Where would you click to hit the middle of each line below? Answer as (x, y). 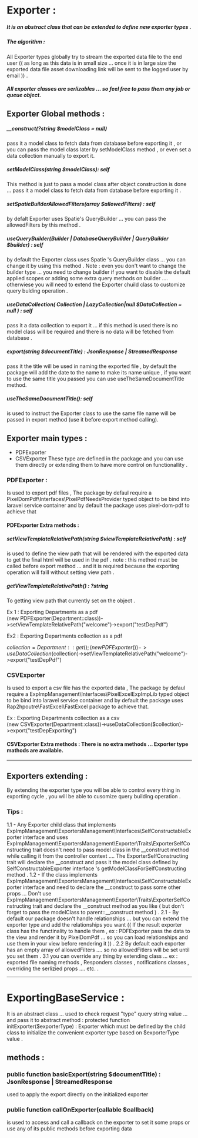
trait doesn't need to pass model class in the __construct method (111, 850)
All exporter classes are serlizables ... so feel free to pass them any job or (98, 89)
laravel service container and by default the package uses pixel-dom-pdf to (98, 505)
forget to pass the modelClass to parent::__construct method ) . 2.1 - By (93, 912)
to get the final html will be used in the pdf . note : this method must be (92, 559)
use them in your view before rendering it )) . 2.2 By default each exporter (96, 943)
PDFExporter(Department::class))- (62, 618)
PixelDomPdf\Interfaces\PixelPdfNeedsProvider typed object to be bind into (98, 499)
